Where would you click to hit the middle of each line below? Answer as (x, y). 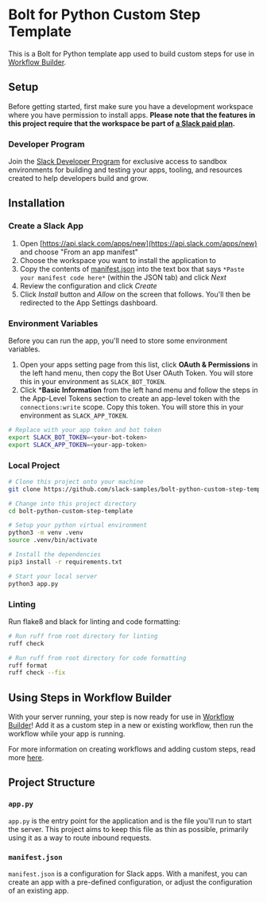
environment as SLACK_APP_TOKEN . (74, 415)
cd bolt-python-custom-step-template (71, 511)
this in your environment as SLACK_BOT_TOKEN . (93, 382)
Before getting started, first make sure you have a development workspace (131, 106)
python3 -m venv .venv (46, 533)
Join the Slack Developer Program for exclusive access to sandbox (118, 162)
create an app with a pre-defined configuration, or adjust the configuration (130, 882)
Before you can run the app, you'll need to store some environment (118, 341)
